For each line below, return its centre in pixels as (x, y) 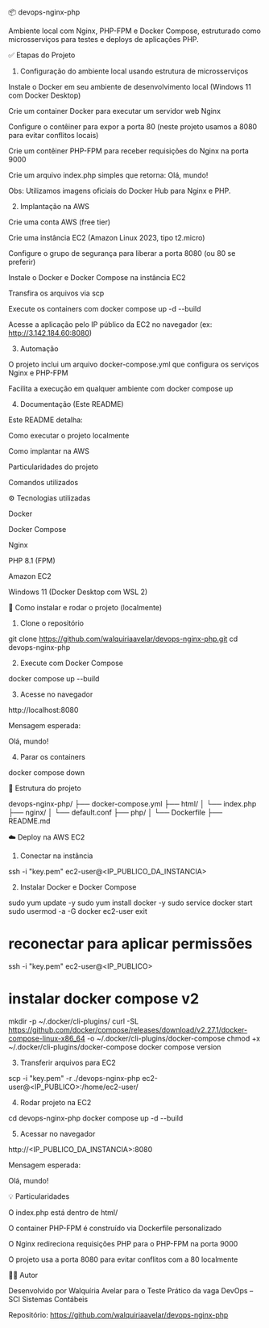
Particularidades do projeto (54, 467)
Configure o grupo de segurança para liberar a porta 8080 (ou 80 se (122, 253)
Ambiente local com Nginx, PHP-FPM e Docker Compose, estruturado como (135, 31)
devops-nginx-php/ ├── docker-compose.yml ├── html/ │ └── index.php (132, 804)
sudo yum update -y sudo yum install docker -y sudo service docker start (130, 903)
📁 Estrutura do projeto (45, 788)
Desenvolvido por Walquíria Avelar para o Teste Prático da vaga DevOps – (131, 1290)
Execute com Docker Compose (71, 663)
